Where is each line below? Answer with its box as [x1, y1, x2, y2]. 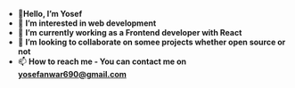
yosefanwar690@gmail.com [17, 69, 127, 79]
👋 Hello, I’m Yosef [17, 9, 83, 19]
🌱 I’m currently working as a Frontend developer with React [17, 28, 242, 37]
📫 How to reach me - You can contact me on [17, 56, 187, 67]
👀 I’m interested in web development [17, 18, 157, 28]
